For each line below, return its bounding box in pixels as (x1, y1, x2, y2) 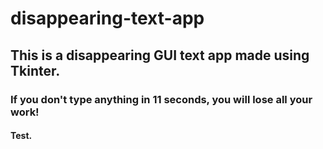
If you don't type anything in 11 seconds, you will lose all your (10, 92, 313, 106)
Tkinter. (10, 62, 61, 79)
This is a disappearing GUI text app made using (10, 47, 310, 64)
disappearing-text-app (10, 7, 205, 30)
